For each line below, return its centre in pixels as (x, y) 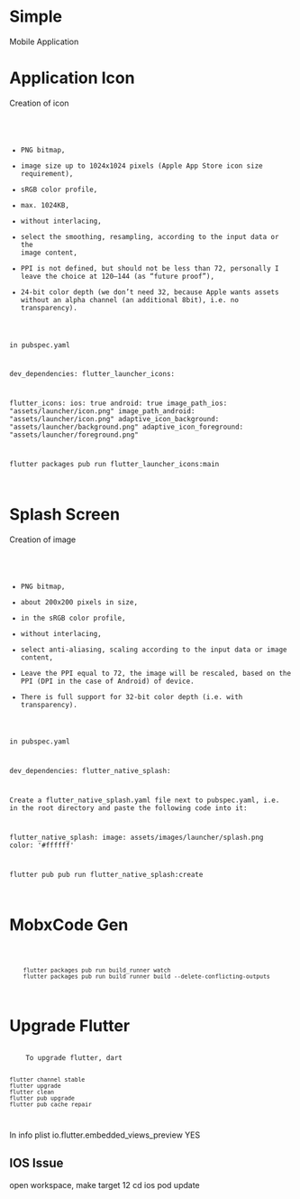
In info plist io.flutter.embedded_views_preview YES (105, 1135)
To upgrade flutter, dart (74, 1058)
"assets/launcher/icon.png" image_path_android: (102, 411)
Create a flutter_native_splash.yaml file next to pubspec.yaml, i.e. (145, 800)
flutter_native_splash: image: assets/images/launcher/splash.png (136, 837)
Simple (36, 17)
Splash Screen (64, 514)
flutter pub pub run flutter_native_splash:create (106, 874)
